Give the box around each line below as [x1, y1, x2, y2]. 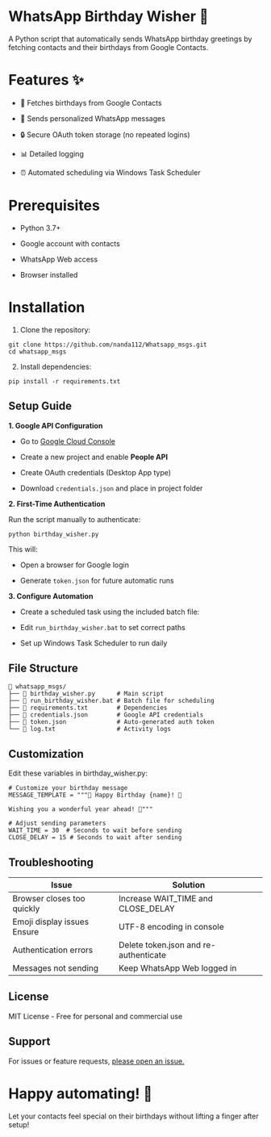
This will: [8, 544, 38, 554]
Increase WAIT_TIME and [118, 893, 214, 904]
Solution [172, 880, 206, 890]
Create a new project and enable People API [19, 452, 168, 462]
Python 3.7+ [19, 223, 61, 232]
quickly [12, 903, 40, 914]
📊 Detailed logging [19, 148, 85, 158]
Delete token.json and [118, 939, 202, 951]
